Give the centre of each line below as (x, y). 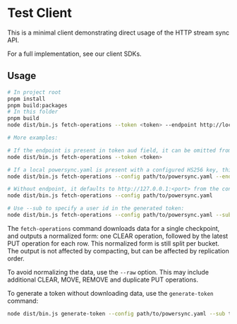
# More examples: (33, 138)
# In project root (34, 92)
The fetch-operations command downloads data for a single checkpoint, (114, 228)
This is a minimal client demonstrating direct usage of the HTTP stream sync (119, 32)
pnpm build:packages (38, 105)
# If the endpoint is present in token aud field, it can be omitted (112, 150)
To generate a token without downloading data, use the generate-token (110, 293)
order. (16, 258)
